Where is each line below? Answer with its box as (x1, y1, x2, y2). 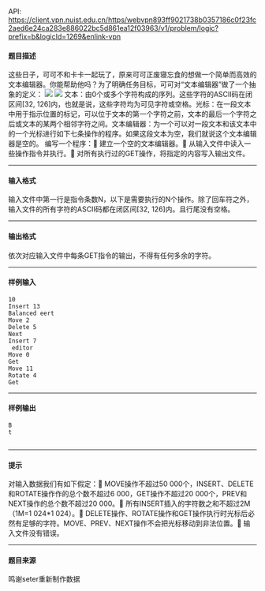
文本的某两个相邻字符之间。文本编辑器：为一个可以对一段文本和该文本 (21, 119, 250, 129)
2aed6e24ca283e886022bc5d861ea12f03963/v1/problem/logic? (8, 24, 219, 32)
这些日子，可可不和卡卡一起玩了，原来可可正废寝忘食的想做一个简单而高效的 (8, 70, 257, 80)
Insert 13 (8, 302, 41, 310)
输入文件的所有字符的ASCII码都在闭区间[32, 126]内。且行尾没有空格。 (8, 204, 235, 214)
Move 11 (8, 365, 34, 372)
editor (11, 343, 34, 352)
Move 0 (8, 350, 30, 358)
